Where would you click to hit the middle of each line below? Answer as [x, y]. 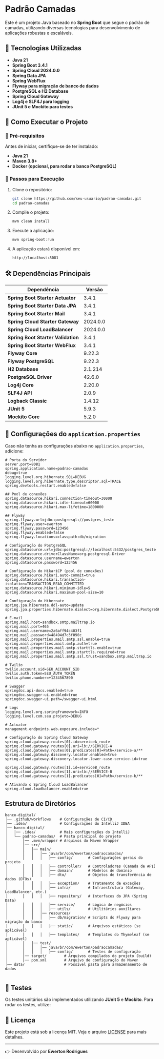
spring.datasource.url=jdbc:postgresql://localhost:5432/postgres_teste [81, 550]
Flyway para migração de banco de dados [55, 86]
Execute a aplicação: [33, 231]
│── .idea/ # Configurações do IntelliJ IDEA [68, 823]
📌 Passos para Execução [35, 179]
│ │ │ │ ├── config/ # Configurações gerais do [74, 857]
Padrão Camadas [41, 9]
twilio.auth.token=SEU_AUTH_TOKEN [40, 673]
